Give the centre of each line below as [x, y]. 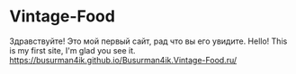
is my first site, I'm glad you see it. [73, 50]
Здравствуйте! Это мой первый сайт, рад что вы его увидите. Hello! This [148, 41]
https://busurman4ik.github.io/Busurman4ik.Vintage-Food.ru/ [123, 60]
